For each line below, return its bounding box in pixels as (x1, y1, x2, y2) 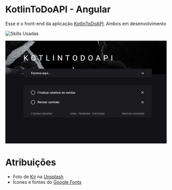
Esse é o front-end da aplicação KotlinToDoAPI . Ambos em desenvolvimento (5, 20, 166, 27)
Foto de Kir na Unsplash (12, 173, 64, 180)
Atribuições (5, 157, 56, 168)
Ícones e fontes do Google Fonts (12, 179, 82, 185)
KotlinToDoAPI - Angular (5, 4, 111, 15)
